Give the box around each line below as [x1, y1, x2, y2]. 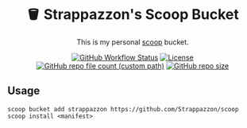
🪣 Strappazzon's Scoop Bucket [26, 6, 239, 24]
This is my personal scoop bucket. [76, 37, 189, 47]
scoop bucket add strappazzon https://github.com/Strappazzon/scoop [7, 105, 239, 113]
